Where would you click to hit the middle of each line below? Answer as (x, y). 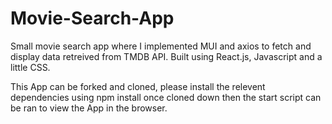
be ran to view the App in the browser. (89, 108)
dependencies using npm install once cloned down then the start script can (166, 97)
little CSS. (30, 67)
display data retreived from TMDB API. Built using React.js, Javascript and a (166, 56)
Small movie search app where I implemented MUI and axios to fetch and (161, 46)
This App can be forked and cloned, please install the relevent (138, 86)
